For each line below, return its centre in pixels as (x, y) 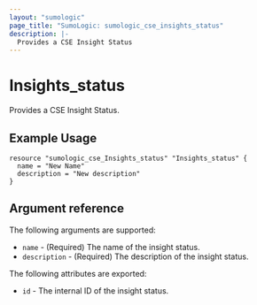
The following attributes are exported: (78, 273)
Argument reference (66, 209)
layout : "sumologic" (47, 17)
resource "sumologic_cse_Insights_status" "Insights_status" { (128, 158)
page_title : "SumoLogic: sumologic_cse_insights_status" (117, 26)
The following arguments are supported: (83, 230)
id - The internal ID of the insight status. (95, 290)
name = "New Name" (51, 166)
